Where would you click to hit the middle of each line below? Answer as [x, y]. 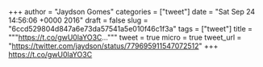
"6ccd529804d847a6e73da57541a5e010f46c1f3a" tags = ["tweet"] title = [130, 29]
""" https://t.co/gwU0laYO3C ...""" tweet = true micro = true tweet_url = [125, 37]
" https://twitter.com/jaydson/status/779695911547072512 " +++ [113, 46]
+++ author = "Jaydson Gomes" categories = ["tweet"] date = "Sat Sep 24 [132, 12]
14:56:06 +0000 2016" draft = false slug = [78, 20]
